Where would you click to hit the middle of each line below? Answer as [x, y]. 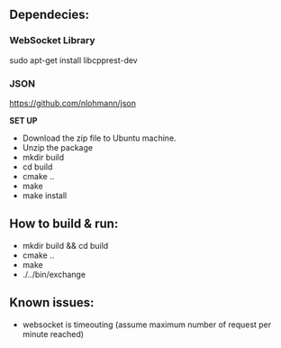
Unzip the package [57, 147]
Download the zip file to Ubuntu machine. [100, 138]
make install [45, 195]
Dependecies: [50, 15]
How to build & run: [64, 224]
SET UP [23, 120]
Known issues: [52, 302]
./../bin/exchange [54, 274]
